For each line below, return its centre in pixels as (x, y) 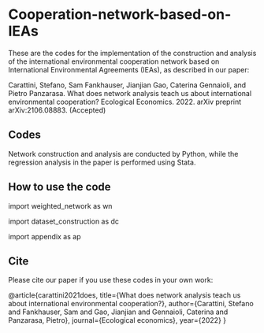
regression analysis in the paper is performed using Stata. (102, 162)
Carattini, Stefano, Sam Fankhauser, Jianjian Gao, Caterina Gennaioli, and (127, 85)
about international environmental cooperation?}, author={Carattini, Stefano (131, 304)
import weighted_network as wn (60, 205)
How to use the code (60, 187)
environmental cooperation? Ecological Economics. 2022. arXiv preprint (125, 102)
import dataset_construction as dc (64, 221)
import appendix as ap (45, 236)
